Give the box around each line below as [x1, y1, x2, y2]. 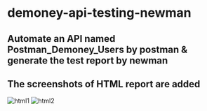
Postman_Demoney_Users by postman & [7, 43, 188, 55]
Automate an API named [7, 33, 116, 45]
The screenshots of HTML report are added [7, 78, 201, 90]
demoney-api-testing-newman [7, 5, 192, 21]
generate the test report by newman [7, 54, 168, 66]
